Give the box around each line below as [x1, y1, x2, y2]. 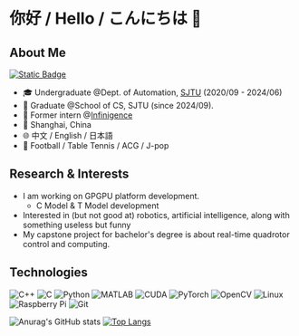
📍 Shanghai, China [22, 120, 92, 130]
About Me [9, 44, 66, 60]
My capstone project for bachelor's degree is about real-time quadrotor [22, 228, 290, 240]
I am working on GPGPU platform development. [22, 190, 200, 201]
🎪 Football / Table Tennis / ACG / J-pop [22, 140, 169, 150]
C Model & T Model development [35, 200, 159, 211]
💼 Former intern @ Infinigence [22, 110, 133, 120]
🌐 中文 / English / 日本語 [22, 130, 113, 140]
